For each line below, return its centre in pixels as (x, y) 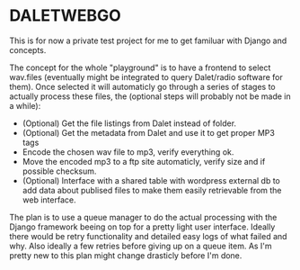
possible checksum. (59, 171)
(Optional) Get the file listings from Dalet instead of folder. (129, 123)
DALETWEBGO (65, 16)
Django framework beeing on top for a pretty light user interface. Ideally (142, 227)
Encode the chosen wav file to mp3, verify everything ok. (128, 152)
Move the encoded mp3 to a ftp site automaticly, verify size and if (144, 161)
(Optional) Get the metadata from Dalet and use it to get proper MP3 (149, 132)
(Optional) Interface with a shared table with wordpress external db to (151, 180)
